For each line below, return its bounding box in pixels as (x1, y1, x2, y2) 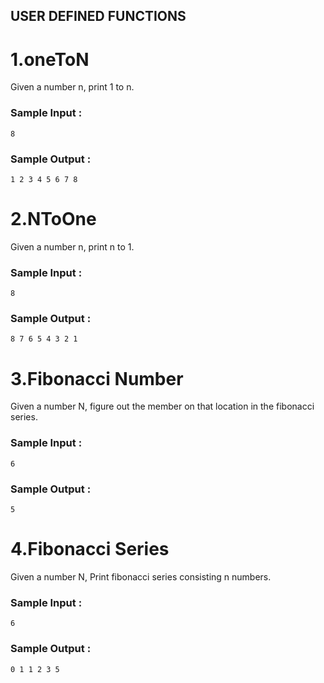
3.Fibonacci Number (10, 367, 184, 390)
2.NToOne (10, 208, 97, 231)
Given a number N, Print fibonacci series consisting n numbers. (10, 570, 272, 583)
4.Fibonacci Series (10, 538, 170, 561)
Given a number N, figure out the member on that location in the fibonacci (10, 400, 315, 413)
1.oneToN (10, 48, 90, 71)
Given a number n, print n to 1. (10, 240, 135, 253)
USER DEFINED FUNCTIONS (10, 8, 187, 25)
